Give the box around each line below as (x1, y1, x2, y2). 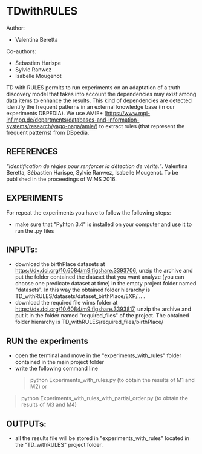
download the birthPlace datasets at (15, 261, 105, 268)
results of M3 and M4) (21, 401, 77, 409)
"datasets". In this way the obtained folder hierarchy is (15, 286, 151, 294)
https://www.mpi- (106, 109, 151, 117)
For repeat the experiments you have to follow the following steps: (6, 209, 171, 216)
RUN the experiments (6, 336, 89, 346)
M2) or (30, 383, 47, 391)
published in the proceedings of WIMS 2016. (6, 175, 117, 183)
